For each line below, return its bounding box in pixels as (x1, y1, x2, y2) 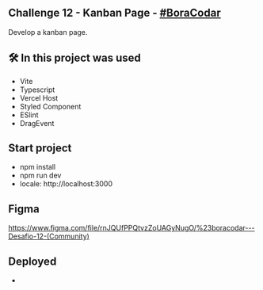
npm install (19, 162, 56, 172)
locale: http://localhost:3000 (19, 179, 113, 189)
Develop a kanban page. (8, 27, 88, 36)
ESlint (19, 110, 39, 120)
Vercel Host (19, 93, 59, 102)
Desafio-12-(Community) (8, 231, 90, 241)
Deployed (8, 254, 57, 268)
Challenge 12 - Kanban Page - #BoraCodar (8, 6, 221, 20)
